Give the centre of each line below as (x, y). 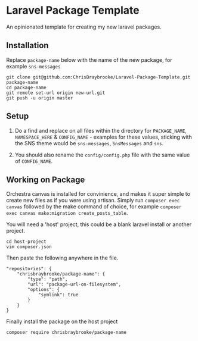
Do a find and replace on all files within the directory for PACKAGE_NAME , (100, 130)
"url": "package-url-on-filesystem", (74, 284)
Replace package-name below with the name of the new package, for (89, 60)
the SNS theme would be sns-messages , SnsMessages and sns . (89, 143)
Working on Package (46, 179)
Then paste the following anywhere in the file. (62, 258)
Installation (27, 46)
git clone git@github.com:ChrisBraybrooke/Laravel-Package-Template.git (98, 77)
